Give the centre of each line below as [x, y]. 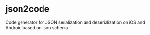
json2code [28, 9]
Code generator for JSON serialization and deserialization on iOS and [75, 22]
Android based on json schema [37, 27]
